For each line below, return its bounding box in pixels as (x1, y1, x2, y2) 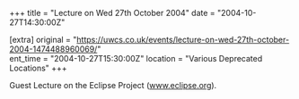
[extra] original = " (9, 35, 77, 45)
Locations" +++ (9, 62, 67, 73)
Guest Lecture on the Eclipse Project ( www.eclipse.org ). (9, 80, 217, 90)
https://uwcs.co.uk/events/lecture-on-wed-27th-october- (75, 35, 290, 45)
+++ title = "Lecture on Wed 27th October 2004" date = (9, 8, 215, 18)
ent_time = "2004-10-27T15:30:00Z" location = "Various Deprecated (9, 54, 263, 63)
